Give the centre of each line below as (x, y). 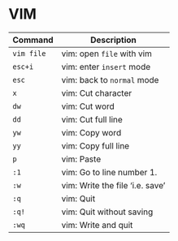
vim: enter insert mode (106, 67)
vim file (29, 53)
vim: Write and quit (97, 225)
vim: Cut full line (92, 119)
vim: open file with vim (107, 54)
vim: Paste (81, 159)
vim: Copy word (91, 132)
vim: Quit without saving (107, 212)
